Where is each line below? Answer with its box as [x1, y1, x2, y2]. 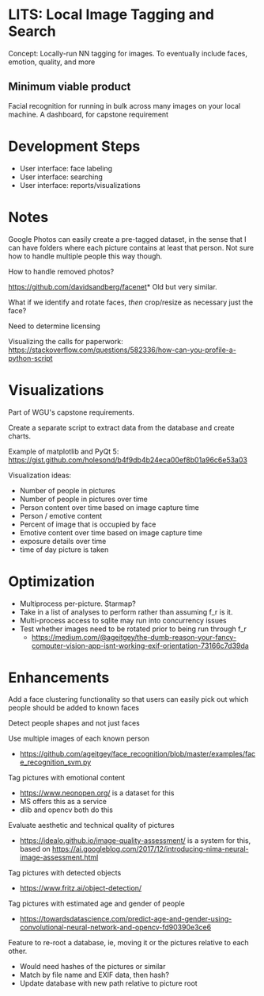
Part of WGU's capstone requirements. [8, 407, 134, 417]
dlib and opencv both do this [19, 805, 113, 814]
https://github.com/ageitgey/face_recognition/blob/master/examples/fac [19, 749, 256, 759]
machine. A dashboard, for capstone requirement [8, 109, 168, 119]
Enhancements [8, 668, 110, 687]
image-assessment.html [19, 852, 99, 862]
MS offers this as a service [19, 797, 107, 806]
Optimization [8, 573, 95, 590]
